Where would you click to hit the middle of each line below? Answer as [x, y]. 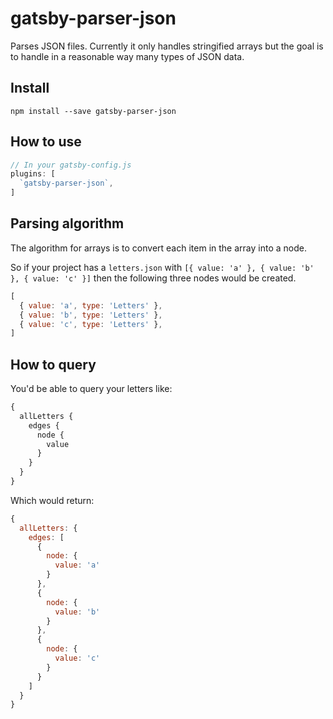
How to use [46, 142]
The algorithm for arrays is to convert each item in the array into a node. [158, 248]
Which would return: [52, 500]
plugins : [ [33, 174]
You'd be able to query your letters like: [91, 389]
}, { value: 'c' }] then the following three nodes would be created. [153, 278]
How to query [53, 364]
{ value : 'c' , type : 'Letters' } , [91, 324]
